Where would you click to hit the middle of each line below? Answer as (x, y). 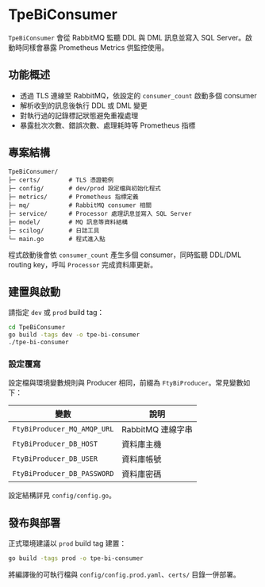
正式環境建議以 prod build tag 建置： (67, 543)
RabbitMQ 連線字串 (157, 430)
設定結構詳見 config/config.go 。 (62, 495)
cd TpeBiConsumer (37, 328)
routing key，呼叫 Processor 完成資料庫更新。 (83, 264)
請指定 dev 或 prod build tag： (56, 313)
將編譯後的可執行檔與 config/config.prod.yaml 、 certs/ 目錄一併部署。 (124, 574)
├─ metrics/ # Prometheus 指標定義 (73, 197)
